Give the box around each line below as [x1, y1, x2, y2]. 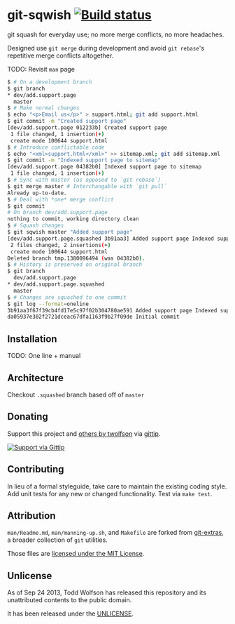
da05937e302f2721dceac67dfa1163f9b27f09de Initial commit [7, 313, 180, 321]
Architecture [7, 372, 64, 384]
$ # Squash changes [7, 222, 64, 230]
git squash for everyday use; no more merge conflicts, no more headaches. [7, 30, 225, 39]
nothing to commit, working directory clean [7, 215, 139, 223]
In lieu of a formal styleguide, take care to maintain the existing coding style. [7, 482, 227, 491]
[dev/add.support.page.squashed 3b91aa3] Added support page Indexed [7, 235, 215, 242]
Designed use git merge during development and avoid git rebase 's [7, 44, 205, 52]
